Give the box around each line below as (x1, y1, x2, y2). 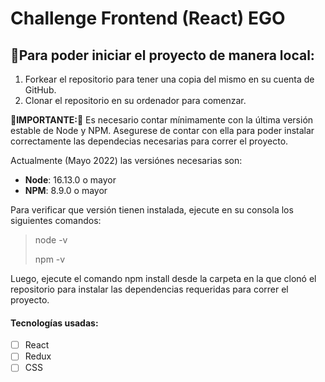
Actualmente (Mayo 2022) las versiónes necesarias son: (10, 155, 243, 166)
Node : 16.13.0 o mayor (24, 174, 117, 186)
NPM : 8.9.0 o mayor (24, 185, 108, 196)
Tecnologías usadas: (10, 317, 99, 329)
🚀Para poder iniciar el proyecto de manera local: (10, 47, 315, 64)
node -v (34, 234, 68, 246)
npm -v (34, 253, 66, 265)
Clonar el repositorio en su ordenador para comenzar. (24, 95, 247, 106)
